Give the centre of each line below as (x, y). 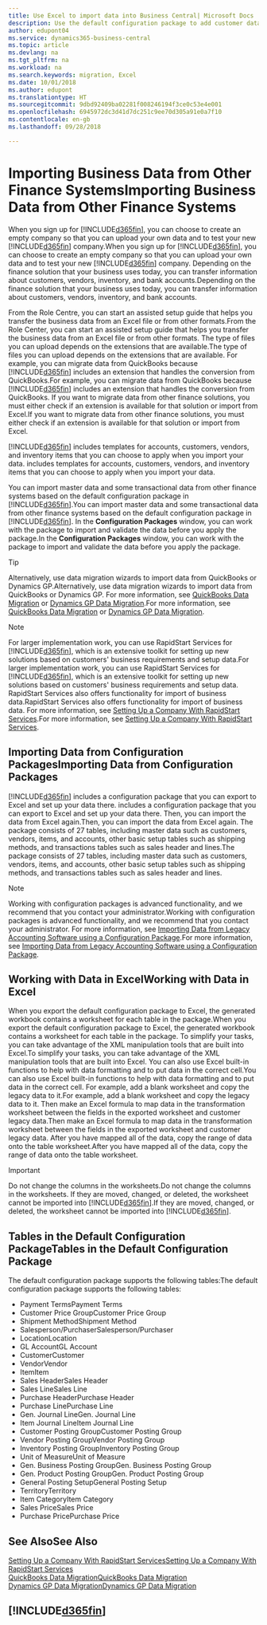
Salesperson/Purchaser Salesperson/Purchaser (97, 1330)
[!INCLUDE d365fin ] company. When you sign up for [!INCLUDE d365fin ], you (132, 246)
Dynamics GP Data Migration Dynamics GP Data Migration (103, 1586)
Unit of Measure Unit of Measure (72, 1457)
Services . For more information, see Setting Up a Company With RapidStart (130, 718)
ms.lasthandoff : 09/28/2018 (55, 127)
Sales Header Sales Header (64, 1381)
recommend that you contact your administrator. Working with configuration (132, 912)
